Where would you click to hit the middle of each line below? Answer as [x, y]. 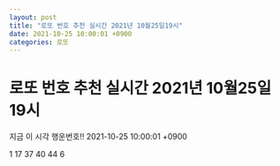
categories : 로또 [39, 42]
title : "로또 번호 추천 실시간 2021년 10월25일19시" [96, 26]
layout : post [33, 17]
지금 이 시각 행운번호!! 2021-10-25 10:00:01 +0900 [98, 137]
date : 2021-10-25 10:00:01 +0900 [71, 34]
